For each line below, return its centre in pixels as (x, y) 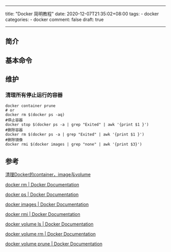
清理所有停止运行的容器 (34, 95)
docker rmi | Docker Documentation (43, 214)
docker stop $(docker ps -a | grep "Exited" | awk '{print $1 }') (77, 125)
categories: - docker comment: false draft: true (54, 19)
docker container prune (31, 106)
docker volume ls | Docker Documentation (49, 224)
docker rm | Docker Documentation (42, 185)
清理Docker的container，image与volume (48, 175)
